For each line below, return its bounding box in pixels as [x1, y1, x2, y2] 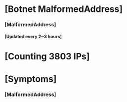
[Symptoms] [4, 73, 57, 85]
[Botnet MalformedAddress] [4, 3, 123, 15]
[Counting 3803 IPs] [4, 51, 90, 62]
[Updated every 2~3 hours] [4, 33, 62, 39]
